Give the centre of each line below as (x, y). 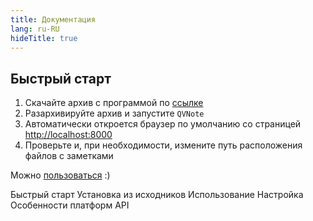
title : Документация (53, 19)
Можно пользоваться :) (60, 175)
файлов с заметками (69, 156)
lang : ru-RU (35, 29)
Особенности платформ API (70, 205)
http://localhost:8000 (68, 135)
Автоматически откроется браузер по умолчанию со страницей (163, 124)
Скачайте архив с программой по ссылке (114, 103)
